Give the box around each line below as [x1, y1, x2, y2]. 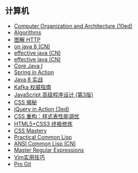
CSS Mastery [13, 127, 47, 134]
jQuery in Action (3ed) [13, 105, 70, 112]
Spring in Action [13, 69, 54, 76]
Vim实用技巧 [13, 154, 45, 161]
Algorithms [13, 29, 42, 36]
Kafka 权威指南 [13, 83, 51, 90]
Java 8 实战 [13, 75, 43, 83]
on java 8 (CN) [13, 42, 50, 50]
